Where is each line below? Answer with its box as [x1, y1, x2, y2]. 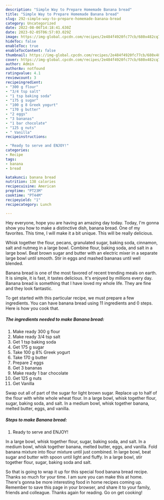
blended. [5, 260, 23, 266]
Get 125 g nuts [12, 375, 42, 381]
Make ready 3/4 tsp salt [12, 334, 60, 340]
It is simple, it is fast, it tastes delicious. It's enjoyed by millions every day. [5, 275, 153, 281]
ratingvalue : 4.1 [5, 71, 41, 76]
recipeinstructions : [5, 134, 48, 139]
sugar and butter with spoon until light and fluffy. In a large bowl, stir [5, 454, 143, 460]
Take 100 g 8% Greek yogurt [12, 349, 70, 355]
